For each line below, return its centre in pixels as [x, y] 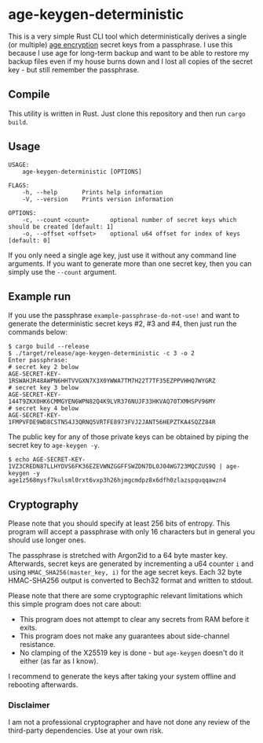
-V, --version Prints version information [98, 199]
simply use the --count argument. [62, 272]
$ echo [19, 460]
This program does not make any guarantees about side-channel [124, 636]
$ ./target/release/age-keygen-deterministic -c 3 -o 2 [101, 353]
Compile [29, 95]
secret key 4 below [47, 408]
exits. [28, 628]
